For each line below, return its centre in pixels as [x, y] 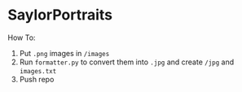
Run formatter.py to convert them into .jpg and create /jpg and [127, 62]
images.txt [38, 71]
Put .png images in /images [64, 53]
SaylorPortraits [60, 15]
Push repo [37, 79]
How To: [22, 37]
